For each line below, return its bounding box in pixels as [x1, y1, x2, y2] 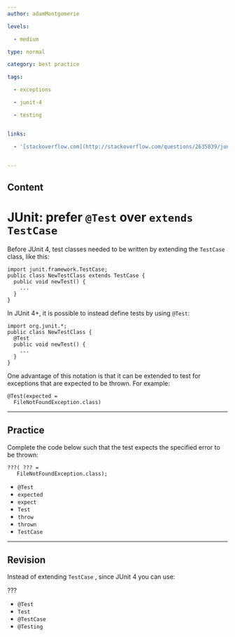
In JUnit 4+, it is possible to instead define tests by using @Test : [7, 309, 190, 317]
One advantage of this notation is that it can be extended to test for [7, 371, 201, 380]
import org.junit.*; [7, 322, 68, 330]
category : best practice [7, 61, 80, 68]
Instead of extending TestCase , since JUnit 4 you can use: [7, 572, 176, 581]
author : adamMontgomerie [7, 10, 80, 18]
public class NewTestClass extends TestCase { [7, 271, 145, 279]
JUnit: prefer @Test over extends [7, 209, 194, 225]
